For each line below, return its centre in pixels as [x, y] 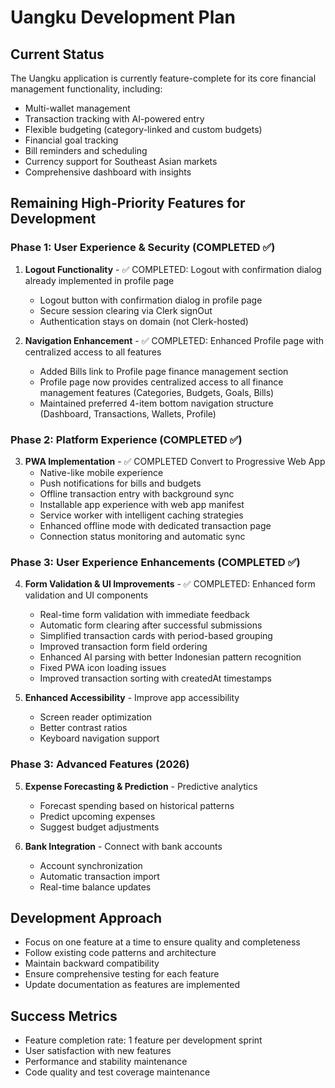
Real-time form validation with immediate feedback [145, 615]
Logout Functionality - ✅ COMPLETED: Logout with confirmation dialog [173, 269]
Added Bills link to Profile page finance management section [164, 371]
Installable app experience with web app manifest [142, 504]
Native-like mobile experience [101, 472]
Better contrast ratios [83, 728]
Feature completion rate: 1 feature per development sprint [143, 1040]
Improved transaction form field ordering [123, 647]
